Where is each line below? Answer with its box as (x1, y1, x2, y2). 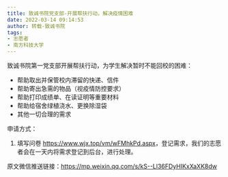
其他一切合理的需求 (16, 110, 72, 118)
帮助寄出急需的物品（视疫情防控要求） (16, 85, 125, 92)
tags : (7, 29, 23, 36)
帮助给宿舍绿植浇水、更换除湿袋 (16, 102, 107, 109)
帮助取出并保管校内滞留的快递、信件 (16, 76, 119, 84)
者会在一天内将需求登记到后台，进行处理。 (16, 148, 137, 156)
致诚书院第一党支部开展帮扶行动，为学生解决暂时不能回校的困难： (7, 62, 193, 69)
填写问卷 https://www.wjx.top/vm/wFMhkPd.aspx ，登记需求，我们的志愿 (16, 139, 222, 147)
